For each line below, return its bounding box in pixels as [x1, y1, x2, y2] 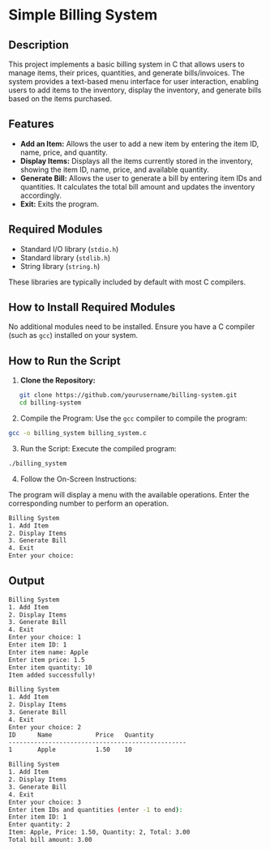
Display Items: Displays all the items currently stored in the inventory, [19, 156, 253, 165]
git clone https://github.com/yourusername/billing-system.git [19, 391, 238, 399]
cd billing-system [19, 399, 82, 407]
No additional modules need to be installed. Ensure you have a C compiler [8, 322, 255, 331]
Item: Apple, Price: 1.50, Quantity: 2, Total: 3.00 [8, 828, 191, 836]
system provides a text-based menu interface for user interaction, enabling [8, 77, 259, 86]
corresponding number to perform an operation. [8, 498, 169, 508]
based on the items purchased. [8, 94, 112, 103]
